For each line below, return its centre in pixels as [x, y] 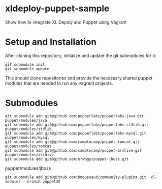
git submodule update [27, 69]
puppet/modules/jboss [28, 168]
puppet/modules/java [26, 120]
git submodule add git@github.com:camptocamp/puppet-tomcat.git [72, 142]
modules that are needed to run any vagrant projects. [59, 83]
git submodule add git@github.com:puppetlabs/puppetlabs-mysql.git [76, 133]
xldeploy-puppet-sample [57, 9]
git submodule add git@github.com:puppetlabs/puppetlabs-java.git [75, 116]
